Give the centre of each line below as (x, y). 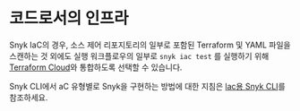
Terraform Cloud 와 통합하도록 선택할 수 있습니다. (96, 67)
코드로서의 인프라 (69, 18)
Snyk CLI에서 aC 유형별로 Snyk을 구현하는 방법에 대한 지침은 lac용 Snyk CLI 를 (147, 86)
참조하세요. (29, 97)
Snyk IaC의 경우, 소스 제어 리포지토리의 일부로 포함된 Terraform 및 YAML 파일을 (150, 45)
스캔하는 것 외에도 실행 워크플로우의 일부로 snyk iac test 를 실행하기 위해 (139, 55)
